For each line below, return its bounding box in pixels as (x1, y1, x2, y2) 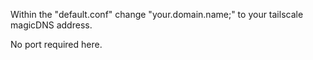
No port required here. (10, 39, 103, 50)
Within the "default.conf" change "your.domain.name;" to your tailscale (10, 9, 304, 20)
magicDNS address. (10, 19, 93, 31)
